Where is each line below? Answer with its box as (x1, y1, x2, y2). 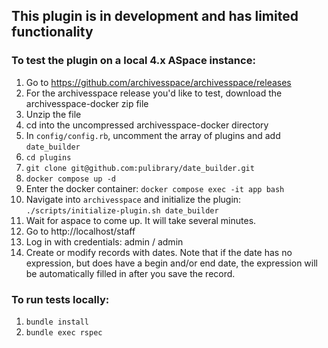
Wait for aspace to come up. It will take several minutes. (25, 214, 257, 226)
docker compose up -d (25, 174, 116, 184)
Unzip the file (25, 108, 82, 120)
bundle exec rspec (25, 327, 103, 338)
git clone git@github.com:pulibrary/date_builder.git (25, 163, 255, 173)
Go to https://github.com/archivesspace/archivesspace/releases (25, 76, 292, 88)
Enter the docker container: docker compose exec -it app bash (25, 182, 285, 194)
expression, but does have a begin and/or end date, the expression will (25, 257, 318, 269)
